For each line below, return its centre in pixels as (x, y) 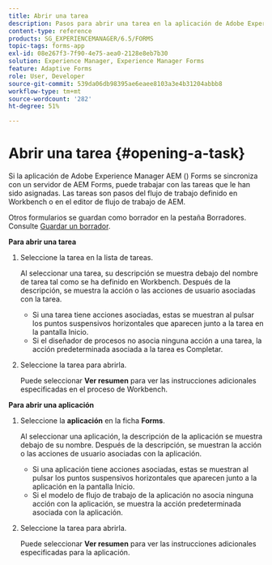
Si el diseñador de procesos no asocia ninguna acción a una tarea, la (147, 340)
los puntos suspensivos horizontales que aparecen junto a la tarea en (148, 323)
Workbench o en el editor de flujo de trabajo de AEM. (97, 202)
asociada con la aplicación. (77, 512)
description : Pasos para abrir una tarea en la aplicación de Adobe (126, 24)
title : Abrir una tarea (49, 16)
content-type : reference (50, 31)
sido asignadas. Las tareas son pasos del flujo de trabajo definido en (123, 193)
